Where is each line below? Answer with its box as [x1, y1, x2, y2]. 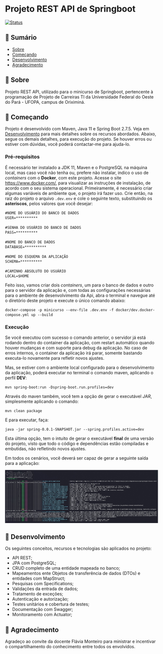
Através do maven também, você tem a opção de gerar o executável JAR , [5, 393, 152, 399]
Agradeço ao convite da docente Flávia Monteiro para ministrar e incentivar [5, 638, 156, 644]
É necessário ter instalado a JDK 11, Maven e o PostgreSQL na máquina [5, 164, 147, 170]
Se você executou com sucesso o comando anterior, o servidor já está [5, 335, 146, 340]
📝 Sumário [5, 33, 37, 42]
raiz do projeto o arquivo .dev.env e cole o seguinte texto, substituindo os [5, 195, 152, 201]
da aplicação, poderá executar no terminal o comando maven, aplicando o [5, 369, 154, 375]
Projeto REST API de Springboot [5, 3, 136, 15]
